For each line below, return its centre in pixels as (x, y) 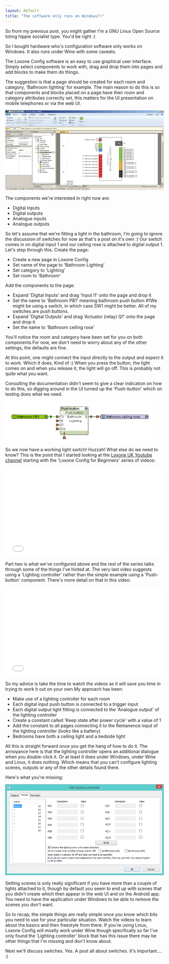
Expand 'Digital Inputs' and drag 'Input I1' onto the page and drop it (82, 295)
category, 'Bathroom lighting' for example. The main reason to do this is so (82, 87)
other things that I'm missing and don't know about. (59, 941)
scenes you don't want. (29, 905)
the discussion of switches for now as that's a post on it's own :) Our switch (84, 239)
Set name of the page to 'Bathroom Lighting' (58, 265)
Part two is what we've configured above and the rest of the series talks (80, 564)
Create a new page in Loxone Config (51, 259)
